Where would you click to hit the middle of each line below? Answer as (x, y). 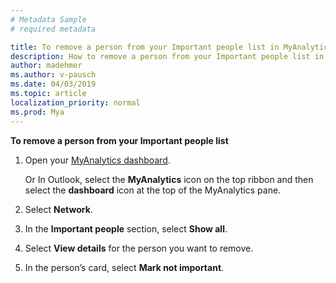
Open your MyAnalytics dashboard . (97, 160)
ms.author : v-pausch (53, 75)
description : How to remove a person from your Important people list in (167, 56)
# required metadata (53, 29)
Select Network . (58, 209)
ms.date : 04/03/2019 (53, 84)
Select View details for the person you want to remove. (139, 248)
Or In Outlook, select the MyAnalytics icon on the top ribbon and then (169, 179)
